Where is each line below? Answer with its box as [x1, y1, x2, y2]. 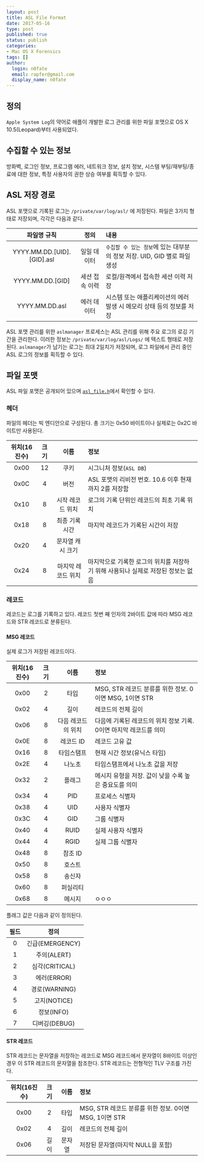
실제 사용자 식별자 [95, 826, 143, 835]
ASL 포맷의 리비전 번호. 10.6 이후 [87, 475, 179, 484]
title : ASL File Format [6, 15, 67, 21]
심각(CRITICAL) [32, 962, 76, 971]
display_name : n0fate [12, 77, 67, 83]
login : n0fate [12, 65, 47, 72]
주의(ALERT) [36, 951, 72, 959]
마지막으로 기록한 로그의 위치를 [87, 557, 171, 566]
